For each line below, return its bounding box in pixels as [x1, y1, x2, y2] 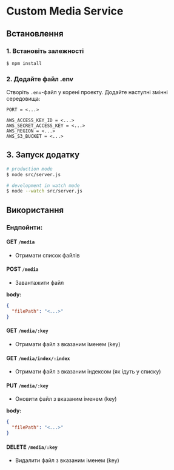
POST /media [6, 265, 39, 273]
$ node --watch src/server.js [6, 188, 83, 194]
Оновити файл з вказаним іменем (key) [15, 395, 117, 403]
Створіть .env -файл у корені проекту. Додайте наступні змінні [6, 89, 168, 96]
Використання [6, 205, 64, 215]
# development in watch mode [6, 182, 80, 189]
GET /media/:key [6, 327, 49, 335]
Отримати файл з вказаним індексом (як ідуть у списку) [15, 368, 161, 375]
